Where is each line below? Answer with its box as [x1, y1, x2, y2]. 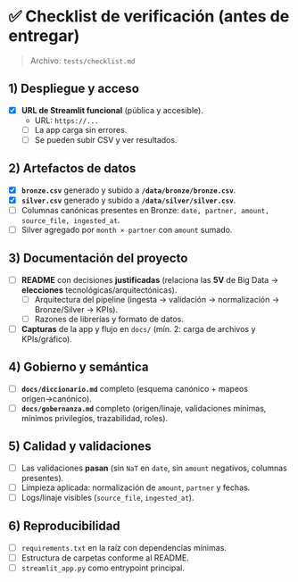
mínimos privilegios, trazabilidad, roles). [21, 413, 169, 423]
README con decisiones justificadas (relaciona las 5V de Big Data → [21, 274, 278, 285]
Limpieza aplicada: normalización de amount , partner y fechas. [21, 482, 251, 493]
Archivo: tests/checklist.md [29, 55, 136, 66]
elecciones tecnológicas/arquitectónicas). [21, 284, 178, 295]
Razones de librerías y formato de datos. [34, 313, 185, 324]
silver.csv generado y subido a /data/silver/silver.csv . [21, 195, 236, 205]
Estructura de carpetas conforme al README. [21, 552, 189, 563]
